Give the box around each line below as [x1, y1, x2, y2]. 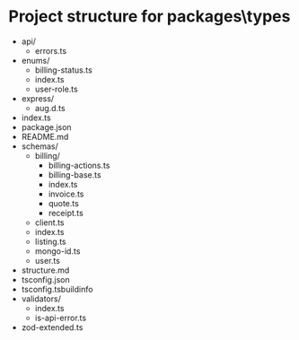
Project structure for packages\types [8, 6, 291, 27]
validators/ [21, 293, 62, 304]
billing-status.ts [34, 65, 93, 75]
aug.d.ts [34, 102, 66, 113]
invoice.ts [48, 188, 84, 199]
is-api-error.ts [34, 312, 87, 323]
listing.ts [34, 236, 66, 247]
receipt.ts [48, 207, 84, 218]
